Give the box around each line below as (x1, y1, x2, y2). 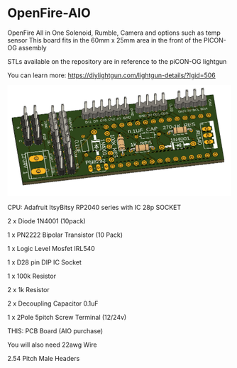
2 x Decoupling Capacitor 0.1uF (7, 299, 99, 308)
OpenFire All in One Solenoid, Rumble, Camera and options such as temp (7, 28, 221, 37)
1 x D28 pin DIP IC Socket (7, 258, 82, 267)
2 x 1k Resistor (7, 286, 50, 294)
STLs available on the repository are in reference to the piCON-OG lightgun (7, 57, 227, 65)
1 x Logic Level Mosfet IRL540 (7, 245, 96, 253)
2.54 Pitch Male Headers (7, 355, 80, 363)
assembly (18, 43, 48, 52)
